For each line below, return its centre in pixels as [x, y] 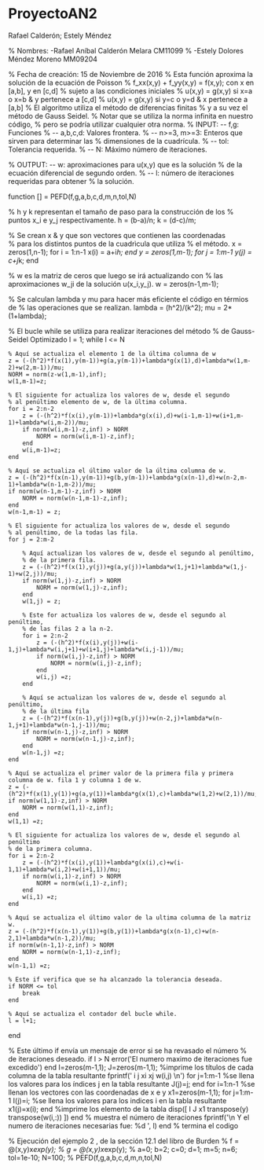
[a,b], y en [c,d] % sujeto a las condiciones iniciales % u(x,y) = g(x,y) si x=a [130, 90]
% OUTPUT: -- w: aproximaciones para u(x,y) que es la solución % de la [125, 164]
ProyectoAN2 [53, 14]
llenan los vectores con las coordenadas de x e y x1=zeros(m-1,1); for [120, 1092]
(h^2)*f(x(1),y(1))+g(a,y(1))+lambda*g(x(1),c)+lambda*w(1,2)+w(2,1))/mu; [133, 794]
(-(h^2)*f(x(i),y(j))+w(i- [94, 642]
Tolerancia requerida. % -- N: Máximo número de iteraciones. [108, 149]
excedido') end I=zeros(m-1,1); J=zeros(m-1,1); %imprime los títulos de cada [131, 1067]
